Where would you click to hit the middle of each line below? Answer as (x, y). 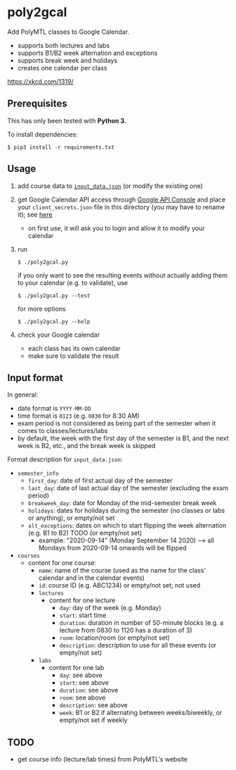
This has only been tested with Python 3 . (67, 120)
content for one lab (77, 668)
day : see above (81, 675)
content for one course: (62, 563)
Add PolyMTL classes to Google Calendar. (68, 32)
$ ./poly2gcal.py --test (54, 296)
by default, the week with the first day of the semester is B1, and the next (123, 438)
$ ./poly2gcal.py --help (54, 321)
